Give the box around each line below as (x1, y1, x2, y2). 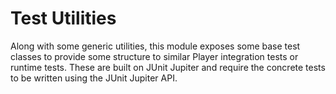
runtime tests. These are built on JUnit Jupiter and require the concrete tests (10, 61, 326, 73)
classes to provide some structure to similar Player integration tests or (10, 50, 299, 62)
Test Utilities (10, 7, 117, 30)
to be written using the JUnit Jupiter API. (10, 72, 178, 84)
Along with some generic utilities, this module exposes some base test (10, 40, 301, 52)
